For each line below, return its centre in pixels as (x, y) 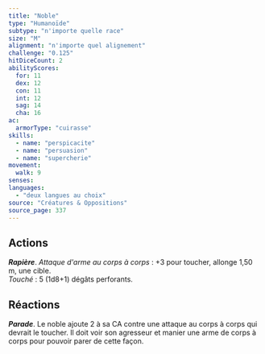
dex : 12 (29, 83)
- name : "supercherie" (54, 158)
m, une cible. (30, 271)
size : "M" (25, 38)
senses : (21, 181)
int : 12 (29, 98)
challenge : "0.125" (41, 53)
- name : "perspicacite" (55, 143)
